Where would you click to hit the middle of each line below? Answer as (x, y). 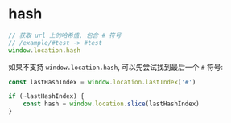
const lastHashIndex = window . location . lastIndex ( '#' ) (102, 82)
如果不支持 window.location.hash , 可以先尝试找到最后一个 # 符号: (116, 67)
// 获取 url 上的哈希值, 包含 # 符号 (65, 35)
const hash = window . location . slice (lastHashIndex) (111, 104)
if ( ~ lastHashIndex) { (46, 96)
